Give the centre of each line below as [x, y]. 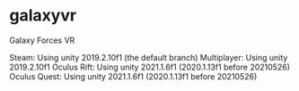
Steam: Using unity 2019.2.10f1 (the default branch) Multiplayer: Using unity [149, 57]
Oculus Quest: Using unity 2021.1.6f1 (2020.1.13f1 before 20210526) [133, 76]
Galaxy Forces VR [42, 40]
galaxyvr [43, 16]
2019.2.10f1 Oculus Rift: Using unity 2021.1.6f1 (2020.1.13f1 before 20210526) [149, 67]
